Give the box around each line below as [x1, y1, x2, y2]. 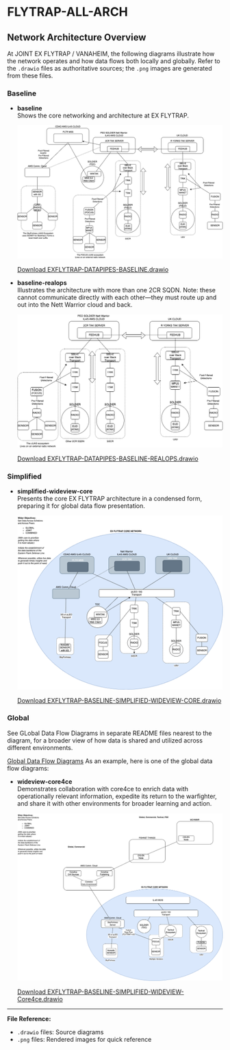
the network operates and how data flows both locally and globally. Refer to [7, 57, 220, 65]
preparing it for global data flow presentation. [16, 502, 146, 510]
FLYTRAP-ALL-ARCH [7, 4, 129, 20]
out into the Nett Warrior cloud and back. [16, 300, 133, 309]
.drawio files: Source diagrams [16, 1028, 104, 1036]
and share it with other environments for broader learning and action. [16, 799, 212, 807]
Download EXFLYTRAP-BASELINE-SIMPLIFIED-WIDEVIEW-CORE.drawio [16, 696, 222, 704]
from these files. [7, 71, 53, 80]
